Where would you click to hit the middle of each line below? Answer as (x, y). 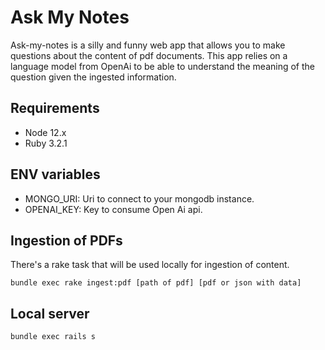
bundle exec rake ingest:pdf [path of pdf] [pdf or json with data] (156, 283)
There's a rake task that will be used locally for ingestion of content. (150, 265)
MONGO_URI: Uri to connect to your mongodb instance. (139, 198)
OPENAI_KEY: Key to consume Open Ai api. (113, 209)
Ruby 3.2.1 (46, 143)
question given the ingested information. (93, 77)
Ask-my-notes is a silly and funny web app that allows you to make (148, 45)
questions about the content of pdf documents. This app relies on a (149, 55)
